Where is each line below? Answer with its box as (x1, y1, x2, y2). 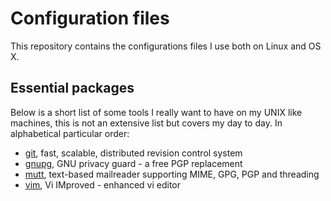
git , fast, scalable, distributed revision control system (24, 147, 243, 159)
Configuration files (10, 7, 170, 30)
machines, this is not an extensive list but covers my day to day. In (10, 117, 283, 129)
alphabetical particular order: (10, 127, 130, 139)
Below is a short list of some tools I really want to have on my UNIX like (10, 106, 303, 118)
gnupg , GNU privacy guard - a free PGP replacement (24, 157, 243, 169)
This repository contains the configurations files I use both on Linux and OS (10, 40, 322, 52)
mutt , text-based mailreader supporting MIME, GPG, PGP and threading (24, 168, 320, 180)
